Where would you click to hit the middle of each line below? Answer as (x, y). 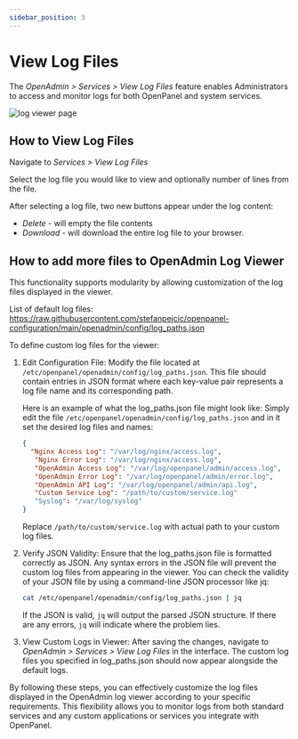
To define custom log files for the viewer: (85, 345)
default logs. (45, 670)
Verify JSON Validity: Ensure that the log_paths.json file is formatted (147, 554)
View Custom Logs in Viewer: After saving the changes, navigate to (145, 641)
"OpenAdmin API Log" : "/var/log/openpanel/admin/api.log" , (146, 485)
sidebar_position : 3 (48, 17)
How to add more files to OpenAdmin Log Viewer (147, 260)
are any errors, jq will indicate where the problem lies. (121, 624)
